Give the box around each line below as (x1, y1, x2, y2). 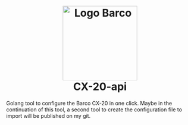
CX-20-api (73, 80, 127, 93)
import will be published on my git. (6, 112, 91, 119)
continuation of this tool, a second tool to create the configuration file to (6, 106, 183, 113)
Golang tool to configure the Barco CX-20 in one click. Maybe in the (6, 99, 173, 107)
